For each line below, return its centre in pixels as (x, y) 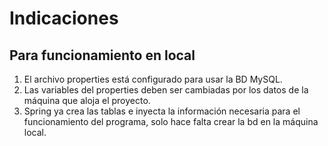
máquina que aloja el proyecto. (87, 100)
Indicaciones (64, 18)
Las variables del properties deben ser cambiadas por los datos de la (166, 90)
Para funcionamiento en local (102, 55)
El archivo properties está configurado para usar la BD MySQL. (153, 79)
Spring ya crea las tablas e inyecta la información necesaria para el (162, 111)
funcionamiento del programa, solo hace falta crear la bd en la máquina (171, 121)
